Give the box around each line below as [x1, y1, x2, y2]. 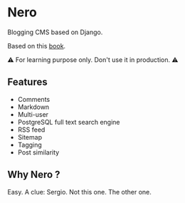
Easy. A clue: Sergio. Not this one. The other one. [7, 187, 152, 196]
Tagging [17, 140, 43, 149]
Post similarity [17, 147, 60, 157]
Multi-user [17, 110, 48, 118]
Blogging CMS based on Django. [7, 28, 103, 36]
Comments [17, 95, 51, 103]
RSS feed [17, 125, 46, 134]
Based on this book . [7, 41, 66, 50]
